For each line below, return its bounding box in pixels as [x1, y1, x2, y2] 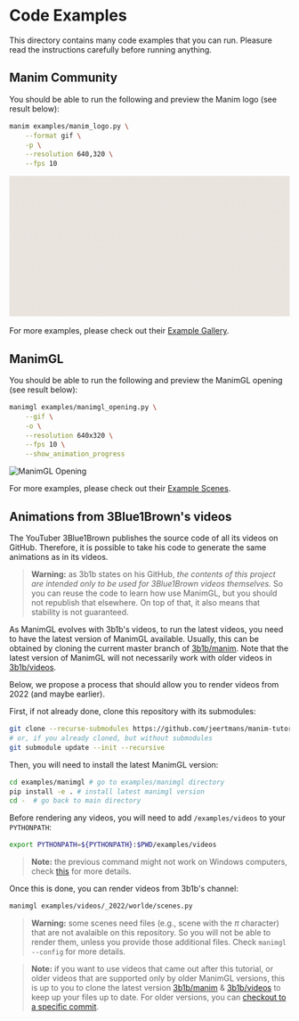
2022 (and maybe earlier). [9, 688, 105, 699]
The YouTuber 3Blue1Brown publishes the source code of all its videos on [9, 532, 279, 543]
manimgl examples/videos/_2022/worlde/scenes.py [9, 902, 193, 910]
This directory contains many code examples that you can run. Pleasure [9, 35, 273, 45]
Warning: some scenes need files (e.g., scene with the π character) [30, 918, 280, 928]
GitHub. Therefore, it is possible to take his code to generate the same [9, 542, 267, 553]
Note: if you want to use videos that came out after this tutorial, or [30, 964, 274, 974]
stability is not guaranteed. [30, 607, 129, 617]
